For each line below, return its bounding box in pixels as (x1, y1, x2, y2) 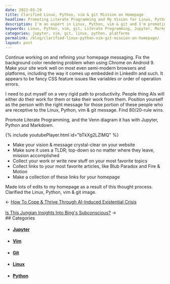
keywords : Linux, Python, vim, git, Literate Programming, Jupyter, (5, 26, 153, 31)
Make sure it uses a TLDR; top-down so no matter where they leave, (12, 147, 155, 153)
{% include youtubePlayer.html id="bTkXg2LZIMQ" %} (5, 132, 119, 138)
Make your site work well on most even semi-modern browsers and (5, 65, 146, 71)
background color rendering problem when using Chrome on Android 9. (5, 59, 155, 66)
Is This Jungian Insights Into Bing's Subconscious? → (5, 209, 116, 215)
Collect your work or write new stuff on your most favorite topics (12, 158, 148, 164)
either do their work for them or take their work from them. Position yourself (5, 96, 163, 102)
